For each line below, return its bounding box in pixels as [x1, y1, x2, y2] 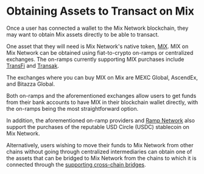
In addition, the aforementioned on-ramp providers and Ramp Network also [6, 117, 195, 124]
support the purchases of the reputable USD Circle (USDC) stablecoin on [6, 123, 190, 130]
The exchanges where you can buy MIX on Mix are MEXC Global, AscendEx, [6, 74, 198, 81]
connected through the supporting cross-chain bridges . [6, 161, 146, 168]
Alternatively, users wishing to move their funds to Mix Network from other [6, 141, 194, 148]
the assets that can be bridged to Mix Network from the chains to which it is [6, 154, 197, 162]
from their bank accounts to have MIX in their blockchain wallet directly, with [6, 99, 199, 106]
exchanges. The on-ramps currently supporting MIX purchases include [6, 55, 185, 63]
